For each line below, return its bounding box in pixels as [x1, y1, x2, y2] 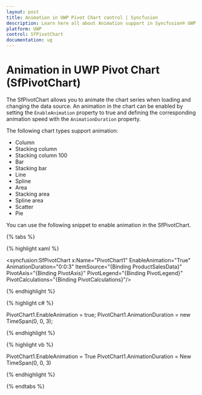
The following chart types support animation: [6, 127, 119, 134]
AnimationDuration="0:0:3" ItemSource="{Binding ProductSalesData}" [6, 263, 183, 270]
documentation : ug [6, 37, 53, 43]
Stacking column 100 [15, 151, 68, 159]
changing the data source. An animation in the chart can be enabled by [6, 102, 183, 110]
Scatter [15, 203, 34, 210]
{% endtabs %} [6, 382, 45, 390]
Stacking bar [15, 164, 47, 171]
